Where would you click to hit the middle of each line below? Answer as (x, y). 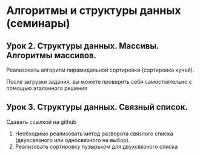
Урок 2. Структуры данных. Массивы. (83, 46)
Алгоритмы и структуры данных (94, 11)
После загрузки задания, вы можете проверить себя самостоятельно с (99, 82)
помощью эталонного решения (47, 88)
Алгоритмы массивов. (52, 55)
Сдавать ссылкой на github (42, 121)
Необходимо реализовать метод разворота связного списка (94, 134)
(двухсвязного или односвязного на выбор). (72, 140)
